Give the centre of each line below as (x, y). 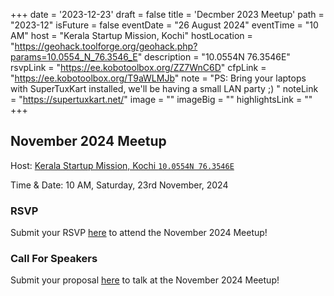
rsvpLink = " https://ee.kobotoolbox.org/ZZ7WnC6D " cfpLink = (138, 67)
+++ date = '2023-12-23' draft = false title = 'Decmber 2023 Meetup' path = (167, 14)
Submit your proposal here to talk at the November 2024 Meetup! (145, 280)
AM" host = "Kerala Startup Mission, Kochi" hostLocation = (131, 35)
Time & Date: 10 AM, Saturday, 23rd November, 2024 (119, 185)
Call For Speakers (54, 259)
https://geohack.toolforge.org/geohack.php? (106, 46)
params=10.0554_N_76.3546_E (74, 57)
